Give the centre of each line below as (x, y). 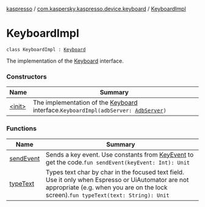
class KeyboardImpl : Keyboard (46, 49)
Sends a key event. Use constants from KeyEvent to (120, 155)
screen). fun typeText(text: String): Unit (107, 195)
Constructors (27, 77)
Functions (21, 128)
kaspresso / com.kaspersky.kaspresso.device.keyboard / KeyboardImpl (96, 9)
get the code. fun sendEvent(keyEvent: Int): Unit (118, 162)
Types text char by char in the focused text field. (115, 172)
